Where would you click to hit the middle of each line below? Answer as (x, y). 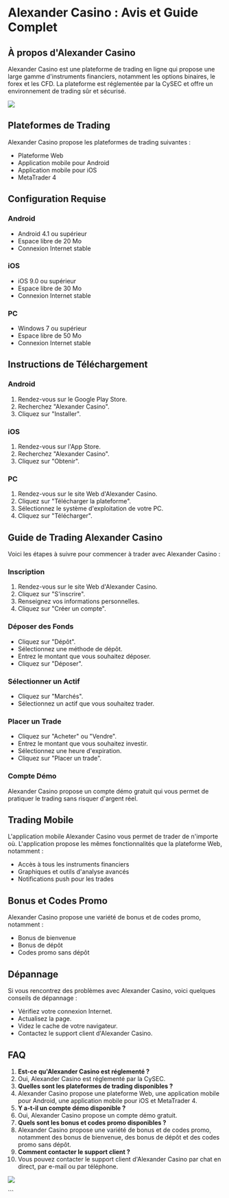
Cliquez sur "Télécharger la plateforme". (74, 501)
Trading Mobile (41, 820)
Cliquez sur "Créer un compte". (62, 609)
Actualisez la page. (45, 1019)
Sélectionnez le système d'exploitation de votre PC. (91, 509)
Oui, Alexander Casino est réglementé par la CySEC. (92, 1078)
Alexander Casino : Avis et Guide (103, 13)
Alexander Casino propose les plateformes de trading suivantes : (99, 142)
